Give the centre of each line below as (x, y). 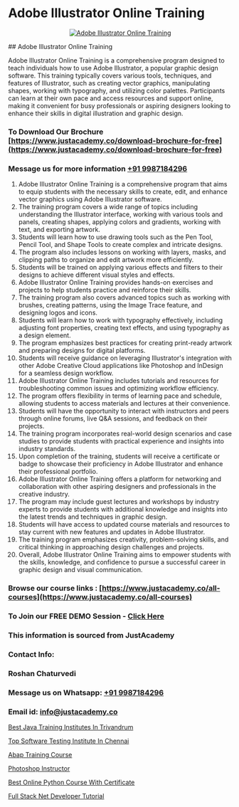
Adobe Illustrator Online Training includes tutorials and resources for (118, 381)
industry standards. (47, 449)
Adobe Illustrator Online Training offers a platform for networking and (119, 479)
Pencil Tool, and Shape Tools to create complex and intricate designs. (121, 245)
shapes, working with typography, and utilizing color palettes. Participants (117, 90)
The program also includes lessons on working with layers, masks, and (122, 252)
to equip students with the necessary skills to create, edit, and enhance (123, 192)
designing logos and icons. (58, 313)
